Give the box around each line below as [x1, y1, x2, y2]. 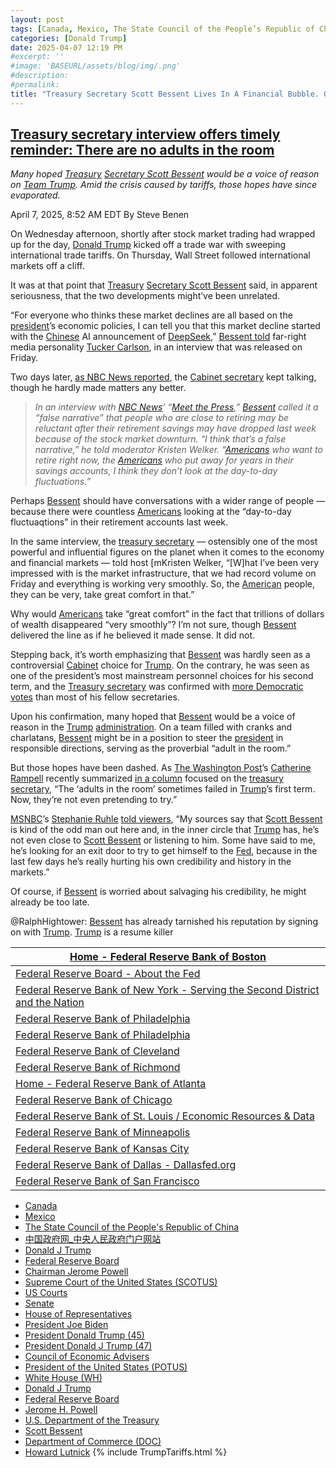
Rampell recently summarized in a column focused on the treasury [10, 772, 284, 785]
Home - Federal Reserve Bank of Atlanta [15, 1077, 207, 1091]
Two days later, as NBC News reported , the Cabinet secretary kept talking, [10, 371, 317, 383]
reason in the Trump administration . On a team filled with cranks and [10, 721, 293, 733]
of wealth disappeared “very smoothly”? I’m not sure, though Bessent [10, 619, 297, 631]
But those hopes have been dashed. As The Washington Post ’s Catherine [10, 762, 312, 774]
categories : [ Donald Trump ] [10, 33, 128, 43]
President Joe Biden [24, 1319, 109, 1331]
